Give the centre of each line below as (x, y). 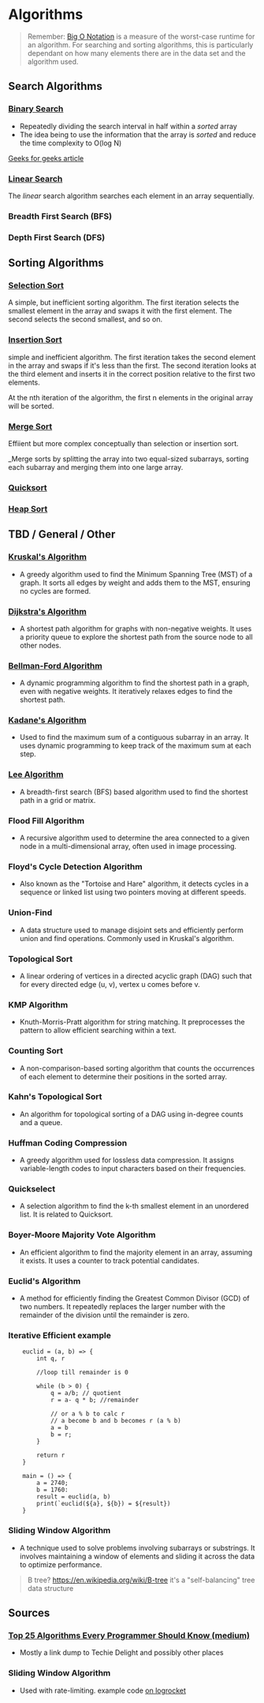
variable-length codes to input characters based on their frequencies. (133, 1168)
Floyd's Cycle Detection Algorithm (76, 866)
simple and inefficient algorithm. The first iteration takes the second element (132, 357)
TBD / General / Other (62, 535)
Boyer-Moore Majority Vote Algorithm (82, 1235)
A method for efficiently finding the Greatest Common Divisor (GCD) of (134, 1298)
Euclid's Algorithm (45, 1281)
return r (51, 1455)
